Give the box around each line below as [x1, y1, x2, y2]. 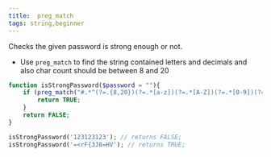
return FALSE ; [23, 111, 70, 119]
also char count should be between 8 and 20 [19, 65, 169, 75]
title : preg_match [8, 11, 74, 20]
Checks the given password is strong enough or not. [8, 41, 183, 51]
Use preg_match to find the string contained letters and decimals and [19, 57, 248, 67]
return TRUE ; [37, 96, 81, 105]
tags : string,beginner [8, 19, 85, 27]
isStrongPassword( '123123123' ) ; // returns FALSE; [8, 133, 182, 141]
